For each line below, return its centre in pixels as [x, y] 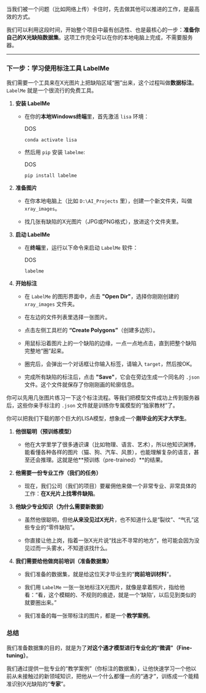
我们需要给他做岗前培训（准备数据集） [63, 561]
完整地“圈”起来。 [46, 351]
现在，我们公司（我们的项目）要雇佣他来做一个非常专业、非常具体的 [110, 486]
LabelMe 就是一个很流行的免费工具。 [52, 90]
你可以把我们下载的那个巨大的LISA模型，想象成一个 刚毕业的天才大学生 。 [98, 419]
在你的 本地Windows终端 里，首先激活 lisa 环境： [87, 117]
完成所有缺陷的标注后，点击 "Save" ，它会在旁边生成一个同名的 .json [112, 377]
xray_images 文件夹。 [51, 304]
